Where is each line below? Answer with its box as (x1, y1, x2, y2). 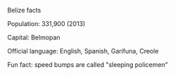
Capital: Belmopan (7, 33, 61, 42)
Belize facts (7, 6, 41, 14)
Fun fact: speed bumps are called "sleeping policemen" (7, 61, 169, 69)
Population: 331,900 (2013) (7, 20, 86, 27)
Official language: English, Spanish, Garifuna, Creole (7, 47, 160, 55)
